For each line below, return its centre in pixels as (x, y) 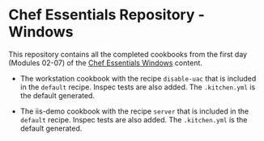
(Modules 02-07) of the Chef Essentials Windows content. (105, 63)
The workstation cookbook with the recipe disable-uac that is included (138, 78)
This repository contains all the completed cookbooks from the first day (128, 54)
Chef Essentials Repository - (106, 15)
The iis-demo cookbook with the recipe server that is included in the (134, 111)
